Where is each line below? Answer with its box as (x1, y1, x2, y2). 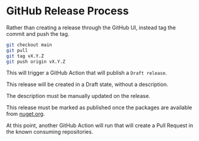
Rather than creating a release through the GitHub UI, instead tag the (6, 24, 176, 31)
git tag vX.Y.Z (6, 53, 44, 59)
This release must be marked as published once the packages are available (6, 104, 192, 111)
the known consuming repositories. (6, 128, 94, 136)
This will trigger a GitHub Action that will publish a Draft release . (6, 69, 167, 76)
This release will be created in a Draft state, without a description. (6, 81, 169, 88)
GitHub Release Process (6, 4, 129, 18)
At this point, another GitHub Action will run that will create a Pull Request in (6, 122, 194, 129)
